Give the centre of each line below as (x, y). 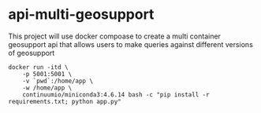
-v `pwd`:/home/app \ (58, 81)
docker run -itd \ (38, 67)
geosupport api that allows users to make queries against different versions (131, 44)
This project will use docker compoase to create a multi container (114, 36)
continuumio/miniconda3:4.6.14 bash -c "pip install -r (116, 95)
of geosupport (32, 53)
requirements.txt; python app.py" (65, 101)
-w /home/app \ (47, 88)
